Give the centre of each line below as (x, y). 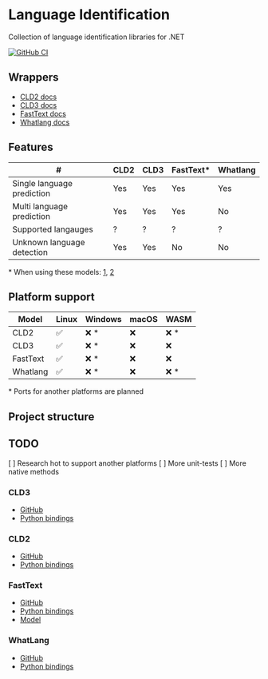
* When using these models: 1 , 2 (61, 272)
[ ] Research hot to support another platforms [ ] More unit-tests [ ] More (128, 463)
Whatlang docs (45, 122)
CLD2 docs (38, 97)
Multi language (40, 206)
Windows (103, 320)
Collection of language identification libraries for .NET (97, 37)
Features (31, 147)
